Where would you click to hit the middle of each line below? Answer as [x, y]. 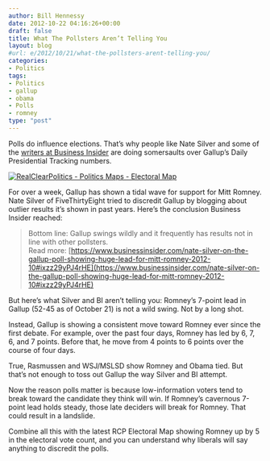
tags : [17, 76]
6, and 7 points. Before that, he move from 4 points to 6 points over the [126, 341]
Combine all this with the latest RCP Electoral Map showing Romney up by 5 [134, 431]
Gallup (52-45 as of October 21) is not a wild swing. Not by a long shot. [126, 309]
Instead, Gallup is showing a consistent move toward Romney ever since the [135, 324]
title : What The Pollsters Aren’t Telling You [88, 38]
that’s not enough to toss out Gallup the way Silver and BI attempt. [118, 374]
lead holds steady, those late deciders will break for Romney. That [136, 407]
